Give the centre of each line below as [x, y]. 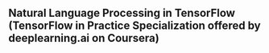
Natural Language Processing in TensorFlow [122, 13]
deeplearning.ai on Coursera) [84, 38]
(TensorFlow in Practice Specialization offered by [134, 26]
